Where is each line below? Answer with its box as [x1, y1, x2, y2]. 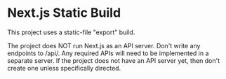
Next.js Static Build [7, 5, 121, 21]
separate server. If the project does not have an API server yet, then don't [7, 56, 220, 64]
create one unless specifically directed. [7, 64, 121, 72]
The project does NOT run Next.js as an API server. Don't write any [7, 41, 201, 50]
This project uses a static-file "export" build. [7, 28, 135, 36]
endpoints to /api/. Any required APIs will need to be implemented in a [7, 49, 209, 57]
